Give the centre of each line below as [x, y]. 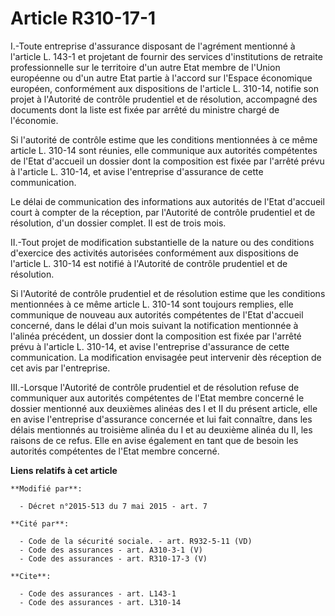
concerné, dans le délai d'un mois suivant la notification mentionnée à [154, 325]
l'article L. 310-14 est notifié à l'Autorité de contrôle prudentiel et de [149, 263]
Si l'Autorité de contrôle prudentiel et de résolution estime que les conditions [168, 293]
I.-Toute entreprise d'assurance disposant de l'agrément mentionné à [153, 46]
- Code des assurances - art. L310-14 [100, 602]
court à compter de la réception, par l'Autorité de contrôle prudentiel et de [163, 212]
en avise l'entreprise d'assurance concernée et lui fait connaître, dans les [161, 419]
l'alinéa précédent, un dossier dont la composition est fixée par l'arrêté [156, 336]
